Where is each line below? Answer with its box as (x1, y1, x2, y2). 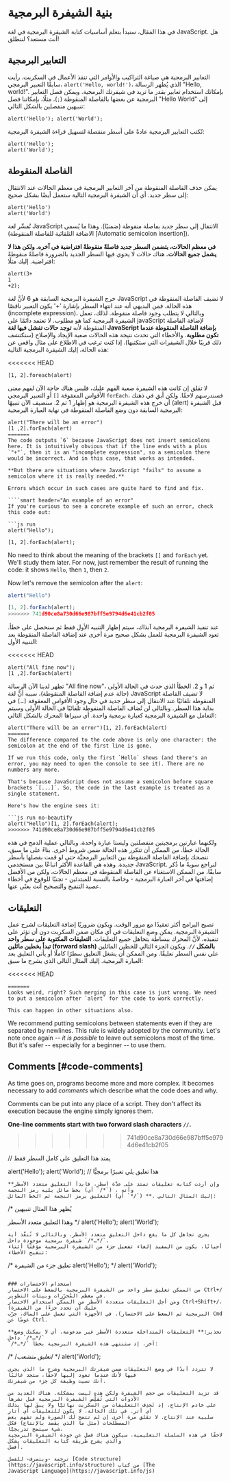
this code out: (8, 509, 51, 515)
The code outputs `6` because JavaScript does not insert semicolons (8, 437, 211, 443)
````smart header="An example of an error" (8, 497, 134, 504)
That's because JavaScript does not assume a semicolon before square (8, 779, 214, 785)
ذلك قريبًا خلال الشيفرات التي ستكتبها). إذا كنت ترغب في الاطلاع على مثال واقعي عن (8, 338, 222, 346)
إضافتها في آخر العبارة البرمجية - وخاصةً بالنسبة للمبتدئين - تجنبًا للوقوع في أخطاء (8, 875, 214, 883)
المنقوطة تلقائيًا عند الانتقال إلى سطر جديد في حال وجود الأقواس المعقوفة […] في (8, 697, 216, 705)
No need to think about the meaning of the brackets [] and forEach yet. (8, 550, 209, 559)
